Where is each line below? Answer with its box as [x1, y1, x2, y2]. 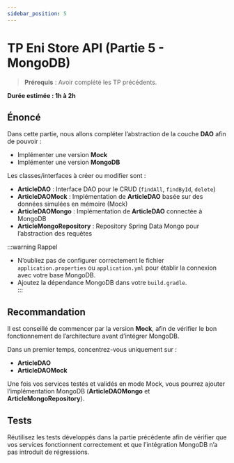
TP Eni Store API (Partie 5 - [7, 40, 165, 56]
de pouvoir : [7, 137, 42, 146]
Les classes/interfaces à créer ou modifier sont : [7, 172, 146, 180]
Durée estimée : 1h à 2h [7, 91, 77, 99]
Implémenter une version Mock [17, 151, 108, 159]
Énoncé [7, 111, 41, 123]
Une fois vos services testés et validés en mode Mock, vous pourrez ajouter [7, 380, 226, 388]
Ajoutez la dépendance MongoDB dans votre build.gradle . [17, 279, 187, 287]
